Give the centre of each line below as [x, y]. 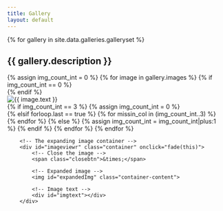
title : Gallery [29, 13]
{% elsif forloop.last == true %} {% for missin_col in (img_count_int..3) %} [112, 114]
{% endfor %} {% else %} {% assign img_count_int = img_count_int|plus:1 [112, 122]
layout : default [30, 20]
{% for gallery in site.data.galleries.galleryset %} [76, 39]
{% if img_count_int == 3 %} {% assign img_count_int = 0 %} [94, 107]
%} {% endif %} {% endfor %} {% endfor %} [71, 129]
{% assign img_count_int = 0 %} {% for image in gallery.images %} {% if [110, 78]
